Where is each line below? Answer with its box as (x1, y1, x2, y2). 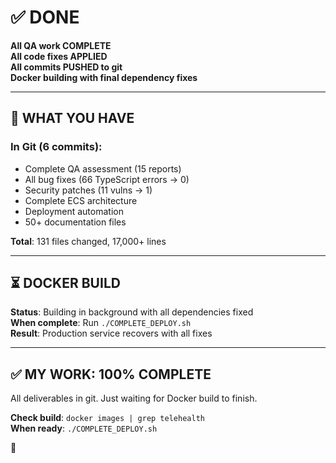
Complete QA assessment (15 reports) (24, 162, 182, 175)
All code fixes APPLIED (10, 50, 108, 62)
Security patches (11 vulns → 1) (24, 184, 153, 196)
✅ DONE (10, 6, 80, 29)
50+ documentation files (24, 216, 127, 228)
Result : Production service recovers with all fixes (10, 327, 213, 340)
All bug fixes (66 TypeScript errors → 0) (24, 173, 190, 185)
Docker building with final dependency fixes (10, 71, 198, 83)
